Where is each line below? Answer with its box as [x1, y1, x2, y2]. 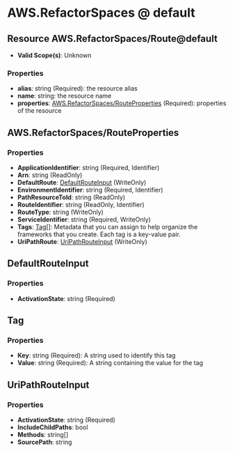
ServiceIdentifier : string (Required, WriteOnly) [17, 215, 151, 224]
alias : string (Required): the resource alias [17, 84, 138, 93]
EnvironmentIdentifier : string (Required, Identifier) [17, 185, 163, 194]
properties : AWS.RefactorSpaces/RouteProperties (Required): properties [17, 99, 227, 107]
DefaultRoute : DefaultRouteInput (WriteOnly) [17, 178, 147, 186]
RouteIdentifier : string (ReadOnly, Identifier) [17, 200, 145, 208]
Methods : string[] [17, 431, 69, 439]
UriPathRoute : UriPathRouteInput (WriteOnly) [17, 237, 147, 245]
